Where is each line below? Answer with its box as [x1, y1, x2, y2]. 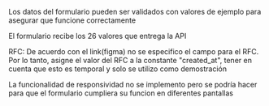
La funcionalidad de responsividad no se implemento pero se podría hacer [8, 80, 258, 89]
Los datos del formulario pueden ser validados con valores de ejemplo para [8, 7, 262, 16]
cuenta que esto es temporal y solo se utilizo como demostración [8, 64, 228, 74]
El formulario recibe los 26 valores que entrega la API [8, 32, 187, 40]
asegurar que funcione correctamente [8, 15, 137, 25]
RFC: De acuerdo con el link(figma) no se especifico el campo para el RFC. [8, 47, 259, 56]
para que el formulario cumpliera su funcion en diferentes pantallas [8, 88, 234, 98]
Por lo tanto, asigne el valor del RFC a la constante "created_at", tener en [8, 56, 252, 65]
